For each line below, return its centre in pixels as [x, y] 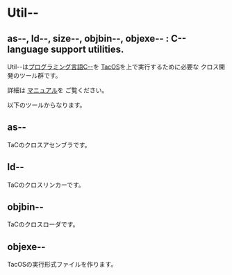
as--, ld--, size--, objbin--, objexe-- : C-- [97, 39]
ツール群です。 [40, 75]
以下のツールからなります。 [47, 105]
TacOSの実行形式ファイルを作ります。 [62, 265]
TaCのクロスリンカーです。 [46, 185]
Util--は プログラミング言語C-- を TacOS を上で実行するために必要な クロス [113, 67]
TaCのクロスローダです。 [43, 224]
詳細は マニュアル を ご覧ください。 [58, 90]
